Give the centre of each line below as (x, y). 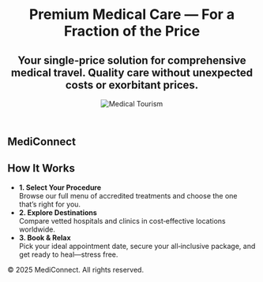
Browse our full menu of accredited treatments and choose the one (128, 195)
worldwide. (37, 229)
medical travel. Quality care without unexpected (132, 72)
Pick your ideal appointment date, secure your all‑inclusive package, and (137, 246)
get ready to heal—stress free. (68, 254)
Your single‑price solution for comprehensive (132, 60)
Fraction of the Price (132, 31)
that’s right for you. (49, 204)
